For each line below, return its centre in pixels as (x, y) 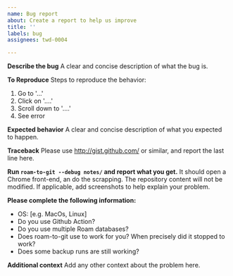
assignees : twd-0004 (38, 40)
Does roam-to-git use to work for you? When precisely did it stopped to (121, 237)
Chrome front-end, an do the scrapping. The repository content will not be (115, 180)
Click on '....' (35, 101)
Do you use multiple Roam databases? (73, 229)
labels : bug (25, 33)
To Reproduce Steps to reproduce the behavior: (77, 80)
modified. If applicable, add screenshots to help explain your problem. (109, 187)
